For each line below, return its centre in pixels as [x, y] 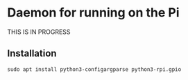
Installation [32, 53]
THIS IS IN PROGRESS [39, 32]
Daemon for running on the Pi [93, 13]
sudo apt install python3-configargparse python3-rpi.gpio [94, 69]
